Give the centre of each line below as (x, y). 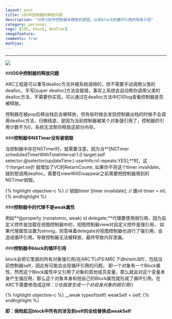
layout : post (19, 10)
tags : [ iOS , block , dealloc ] (36, 29)
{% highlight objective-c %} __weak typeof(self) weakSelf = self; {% (77, 295)
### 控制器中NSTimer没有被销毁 (39, 138)
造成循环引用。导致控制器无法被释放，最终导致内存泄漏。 (66, 237)
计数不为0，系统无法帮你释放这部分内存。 (54, 127)
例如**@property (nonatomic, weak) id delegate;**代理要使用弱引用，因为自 (86, 218)
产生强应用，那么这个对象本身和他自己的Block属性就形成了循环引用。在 (85, 278)
